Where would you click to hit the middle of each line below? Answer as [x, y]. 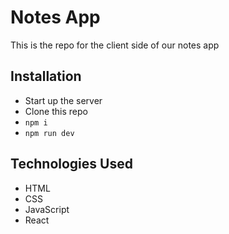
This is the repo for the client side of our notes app [115, 45]
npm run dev [49, 133]
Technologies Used [71, 164]
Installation [46, 76]
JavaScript [47, 209]
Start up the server [63, 100]
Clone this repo [56, 111]
